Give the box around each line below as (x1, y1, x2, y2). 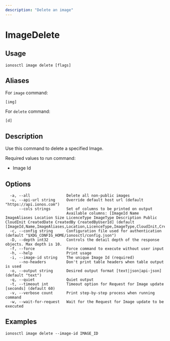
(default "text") (5, 273, 42, 278)
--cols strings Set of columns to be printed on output (18, 206, 153, 211)
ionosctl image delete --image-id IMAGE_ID (5, 331, 99, 336)
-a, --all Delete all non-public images (10, 193, 130, 198)
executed (5, 304, 24, 309)
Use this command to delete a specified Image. (5, 145, 104, 152)
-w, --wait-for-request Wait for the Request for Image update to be (10, 300, 164, 305)
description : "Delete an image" (5, 7, 73, 13)
